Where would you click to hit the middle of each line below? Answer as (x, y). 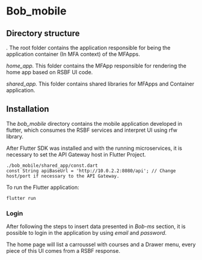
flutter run (21, 198)
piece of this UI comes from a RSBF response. (63, 251)
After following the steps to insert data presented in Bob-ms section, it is (96, 226)
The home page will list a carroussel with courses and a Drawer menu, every (101, 244)
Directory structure (43, 33)
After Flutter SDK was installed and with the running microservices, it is (94, 148)
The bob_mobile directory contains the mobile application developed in (94, 123)
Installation (28, 109)
